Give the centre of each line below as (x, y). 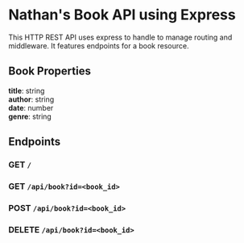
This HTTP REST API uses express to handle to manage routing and (120, 37)
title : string (27, 90)
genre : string (30, 116)
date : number (31, 107)
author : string (31, 99)
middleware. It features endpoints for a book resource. (99, 45)
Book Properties (50, 71)
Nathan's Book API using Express (122, 15)
